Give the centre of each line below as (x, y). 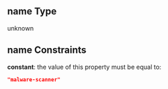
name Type (32, 11)
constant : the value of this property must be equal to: (84, 67)
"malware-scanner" (34, 79)
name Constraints (47, 50)
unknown (21, 28)
